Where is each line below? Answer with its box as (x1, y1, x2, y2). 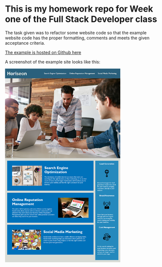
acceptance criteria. (5, 40, 45, 46)
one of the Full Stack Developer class (5, 14, 158, 25)
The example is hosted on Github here (5, 50, 81, 55)
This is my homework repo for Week (5, 3, 154, 15)
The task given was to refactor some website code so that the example (5, 30, 147, 35)
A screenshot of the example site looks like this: (5, 59, 100, 65)
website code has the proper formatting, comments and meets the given (5, 35, 149, 41)
